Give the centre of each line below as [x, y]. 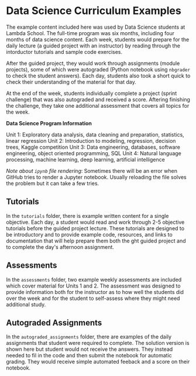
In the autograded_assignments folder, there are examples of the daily [89, 337]
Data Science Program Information [49, 123]
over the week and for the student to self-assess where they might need [93, 298]
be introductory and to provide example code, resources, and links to [89, 234]
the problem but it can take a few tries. [53, 183]
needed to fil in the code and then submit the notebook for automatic [89, 356]
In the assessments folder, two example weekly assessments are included [94, 279]
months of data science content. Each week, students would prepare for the [98, 39]
